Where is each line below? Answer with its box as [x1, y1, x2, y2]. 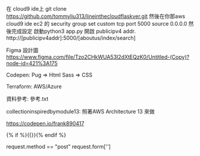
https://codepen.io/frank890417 [6, 120, 85, 127]
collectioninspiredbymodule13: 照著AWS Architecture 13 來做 [6, 108, 155, 115]
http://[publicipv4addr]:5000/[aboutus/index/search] [6, 35, 136, 41]
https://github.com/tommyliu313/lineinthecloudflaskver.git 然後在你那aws [6, 13, 186, 20]
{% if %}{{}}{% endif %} [6, 131, 67, 139]
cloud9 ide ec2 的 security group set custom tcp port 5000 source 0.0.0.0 [6, 20, 187, 27]
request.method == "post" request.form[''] [6, 143, 111, 150]
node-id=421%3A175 [6, 60, 58, 67]
